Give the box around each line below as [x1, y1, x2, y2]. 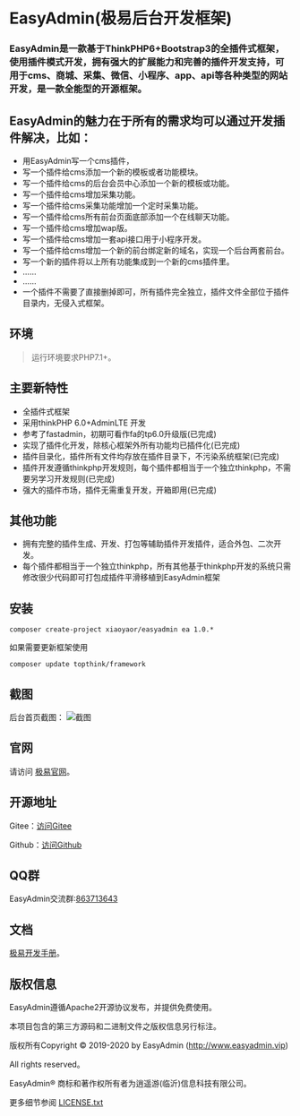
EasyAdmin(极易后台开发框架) [9, 8, 233, 29]
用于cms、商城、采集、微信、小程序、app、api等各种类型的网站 [9, 69, 288, 82]
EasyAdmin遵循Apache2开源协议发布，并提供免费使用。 [9, 1002, 217, 1013]
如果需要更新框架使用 [9, 642, 88, 653]
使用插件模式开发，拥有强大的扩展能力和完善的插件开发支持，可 [9, 56, 285, 68]
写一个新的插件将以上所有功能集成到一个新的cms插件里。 [21, 256, 235, 267]
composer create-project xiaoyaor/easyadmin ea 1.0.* [9, 625, 215, 634]
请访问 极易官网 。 [9, 766, 74, 777]
